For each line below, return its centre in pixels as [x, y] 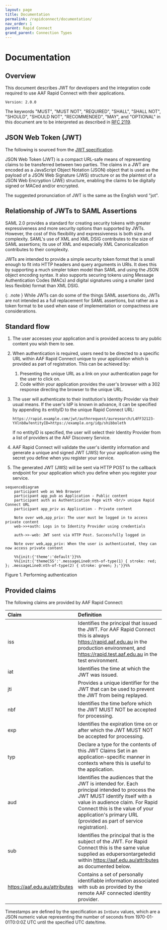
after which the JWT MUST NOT [115, 730]
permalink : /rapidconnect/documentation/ [49, 19]
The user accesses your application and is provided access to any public [87, 338]
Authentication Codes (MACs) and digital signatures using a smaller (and [80, 280]
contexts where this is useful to [114, 763]
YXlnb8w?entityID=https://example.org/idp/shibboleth [69, 423]
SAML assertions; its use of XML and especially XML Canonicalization [77, 244]
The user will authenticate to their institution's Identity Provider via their [85, 399]
